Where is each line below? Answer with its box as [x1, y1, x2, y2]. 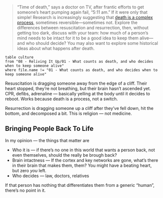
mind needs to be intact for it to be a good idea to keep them [17, 35, 139, 41]
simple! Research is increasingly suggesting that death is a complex [17, 15, 153, 20]
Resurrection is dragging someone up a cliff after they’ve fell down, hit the [5, 106, 154, 111]
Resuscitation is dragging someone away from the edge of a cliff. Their [5, 80, 147, 86]
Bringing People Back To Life [5, 125, 94, 133]
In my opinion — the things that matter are [5, 137, 90, 143]
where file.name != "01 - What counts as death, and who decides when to [5, 68, 158, 72]
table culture [5, 55, 34, 60]
